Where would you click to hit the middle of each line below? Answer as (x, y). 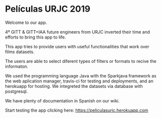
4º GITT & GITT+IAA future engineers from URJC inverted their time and (78, 32)
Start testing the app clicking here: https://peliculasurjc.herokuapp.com (77, 110)
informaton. (17, 66)
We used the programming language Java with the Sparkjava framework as (81, 76)
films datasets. (20, 52)
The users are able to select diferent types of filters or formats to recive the (81, 61)
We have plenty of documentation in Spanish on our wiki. (62, 100)
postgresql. (16, 91)
